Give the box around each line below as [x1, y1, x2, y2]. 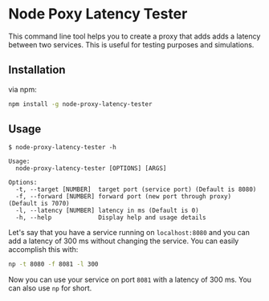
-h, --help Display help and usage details [15, 214, 206, 222]
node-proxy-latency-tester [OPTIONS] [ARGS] [15, 165, 167, 173]
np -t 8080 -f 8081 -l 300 [8, 260, 99, 269]
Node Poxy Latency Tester [8, 5, 188, 23]
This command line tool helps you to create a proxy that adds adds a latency [8, 31, 261, 41]
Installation [8, 63, 66, 77]
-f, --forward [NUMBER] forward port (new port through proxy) [15, 193, 231, 201]
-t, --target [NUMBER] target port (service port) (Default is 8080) [15, 185, 257, 193]
